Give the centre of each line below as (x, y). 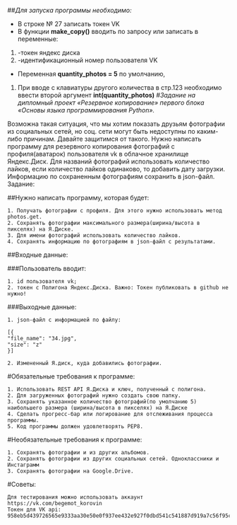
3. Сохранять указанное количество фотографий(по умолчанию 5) (102, 402)
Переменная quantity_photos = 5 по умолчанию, (91, 74)
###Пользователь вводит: (47, 269)
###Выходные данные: (42, 307)
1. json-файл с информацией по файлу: (64, 320)
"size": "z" (25, 345)
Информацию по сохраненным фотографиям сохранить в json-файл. (111, 177)
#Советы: (22, 484)
